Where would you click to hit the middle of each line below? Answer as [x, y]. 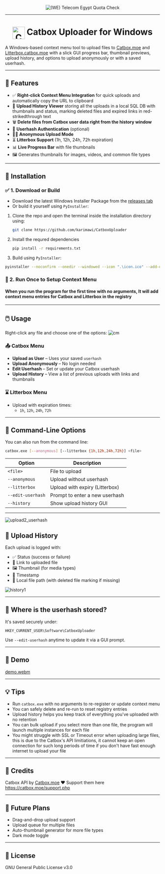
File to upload [66, 471]
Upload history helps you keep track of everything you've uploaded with [85, 714]
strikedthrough [27, 116]
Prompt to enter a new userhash [87, 495]
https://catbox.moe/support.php [38, 788]
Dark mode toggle [30, 836]
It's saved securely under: [31, 622]
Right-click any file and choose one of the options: [56, 333]
